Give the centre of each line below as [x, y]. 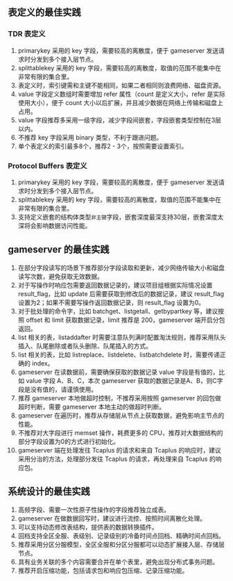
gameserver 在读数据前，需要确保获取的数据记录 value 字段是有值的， [118, 372]
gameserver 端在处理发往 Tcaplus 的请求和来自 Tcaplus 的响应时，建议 [119, 450]
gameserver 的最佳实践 [59, 250]
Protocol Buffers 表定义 [48, 165]
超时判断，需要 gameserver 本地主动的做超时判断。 [92, 407]
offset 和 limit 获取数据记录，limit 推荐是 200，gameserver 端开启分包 [126, 320]
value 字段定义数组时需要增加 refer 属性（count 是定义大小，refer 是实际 [122, 94]
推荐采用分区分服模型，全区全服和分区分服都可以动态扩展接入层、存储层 [121, 544]
